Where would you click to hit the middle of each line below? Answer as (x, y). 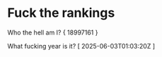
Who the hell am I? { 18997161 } (53, 32)
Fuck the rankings (61, 13)
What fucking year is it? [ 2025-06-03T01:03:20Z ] (81, 46)
